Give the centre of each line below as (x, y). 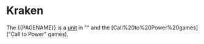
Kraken (25, 11)
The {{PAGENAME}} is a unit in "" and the (58, 28)
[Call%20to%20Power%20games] (155, 28)
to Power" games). (45, 34)
